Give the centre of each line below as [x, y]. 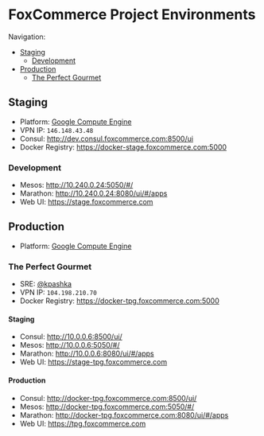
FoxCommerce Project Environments [132, 15]
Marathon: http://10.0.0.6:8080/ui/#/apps [87, 354]
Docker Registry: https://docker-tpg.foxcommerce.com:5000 [120, 301]
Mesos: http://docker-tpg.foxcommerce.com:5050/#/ [107, 407]
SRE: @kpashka [46, 284]
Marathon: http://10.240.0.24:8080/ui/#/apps [93, 193]
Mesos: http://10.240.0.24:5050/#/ [76, 185]
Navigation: [27, 37]
